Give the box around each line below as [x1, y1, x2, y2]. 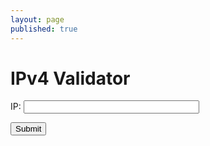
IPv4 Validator [10, 67, 131, 90]
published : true [10, 24, 78, 34]
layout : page [10, 14, 65, 25]
